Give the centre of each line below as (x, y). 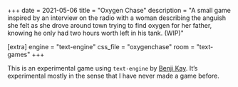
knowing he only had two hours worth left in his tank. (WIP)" (95, 33)
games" (19, 54)
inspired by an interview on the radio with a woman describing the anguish (117, 18)
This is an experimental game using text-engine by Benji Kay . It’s (103, 68)
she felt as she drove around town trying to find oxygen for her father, (110, 25)
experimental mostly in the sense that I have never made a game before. (113, 76)
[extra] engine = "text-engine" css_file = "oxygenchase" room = (101, 47)
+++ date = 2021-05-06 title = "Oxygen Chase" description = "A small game (119, 10)
